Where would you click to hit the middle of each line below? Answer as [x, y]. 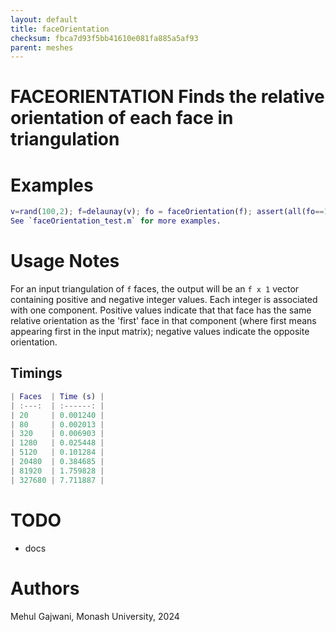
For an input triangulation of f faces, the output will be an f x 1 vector [155, 289]
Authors [45, 588]
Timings [36, 373]
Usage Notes [65, 261]
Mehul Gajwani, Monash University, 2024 [95, 616]
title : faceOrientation [60, 29]
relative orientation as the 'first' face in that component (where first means [163, 321]
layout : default [44, 19]
